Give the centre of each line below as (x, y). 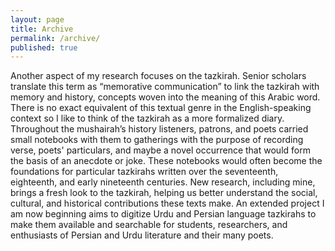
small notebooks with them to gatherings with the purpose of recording (157, 140)
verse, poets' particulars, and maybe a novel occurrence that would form (160, 150)
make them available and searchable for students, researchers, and (149, 225)
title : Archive (42, 29)
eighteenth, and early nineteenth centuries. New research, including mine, (163, 182)
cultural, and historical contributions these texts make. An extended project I (167, 203)
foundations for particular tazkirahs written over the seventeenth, (144, 172)
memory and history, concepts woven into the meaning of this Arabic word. (165, 97)
